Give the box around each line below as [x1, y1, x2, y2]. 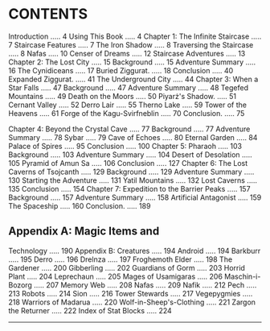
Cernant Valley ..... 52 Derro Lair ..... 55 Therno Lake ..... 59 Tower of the [8, 100, 247, 110]
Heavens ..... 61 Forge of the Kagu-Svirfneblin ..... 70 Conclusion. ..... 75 [8, 108, 245, 118]
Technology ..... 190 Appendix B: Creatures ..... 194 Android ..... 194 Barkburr [8, 246, 261, 255]
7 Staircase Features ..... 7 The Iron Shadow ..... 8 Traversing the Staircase [8, 39, 254, 49]
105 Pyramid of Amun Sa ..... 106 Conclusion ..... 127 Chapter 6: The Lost [8, 158, 248, 168]
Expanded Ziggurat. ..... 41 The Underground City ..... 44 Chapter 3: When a [8, 74, 259, 84]
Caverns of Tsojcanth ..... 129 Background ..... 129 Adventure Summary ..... [8, 167, 255, 176]
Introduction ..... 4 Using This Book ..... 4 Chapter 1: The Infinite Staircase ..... [8, 31, 262, 41]
